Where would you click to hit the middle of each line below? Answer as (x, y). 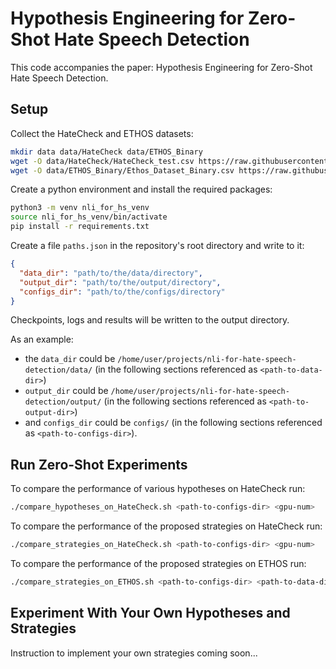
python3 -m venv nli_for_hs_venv (80, 208)
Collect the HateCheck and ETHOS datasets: (102, 133)
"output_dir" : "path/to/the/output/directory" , (120, 282)
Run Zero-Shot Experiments (99, 464)
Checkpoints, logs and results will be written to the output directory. (150, 320)
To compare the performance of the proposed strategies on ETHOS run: (158, 563)
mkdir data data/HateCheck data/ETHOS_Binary (106, 152)
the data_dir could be (70, 359)
